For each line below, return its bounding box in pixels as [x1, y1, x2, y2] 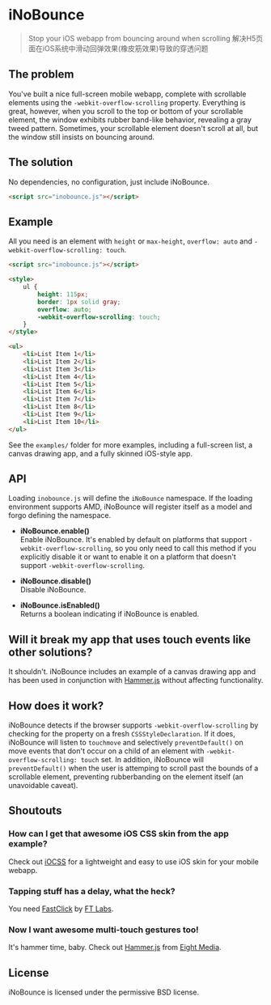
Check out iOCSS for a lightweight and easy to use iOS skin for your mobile [8, 856, 259, 867]
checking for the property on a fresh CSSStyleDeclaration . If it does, [8, 729, 236, 739]
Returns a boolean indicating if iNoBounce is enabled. [19, 609, 200, 619]
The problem [8, 67, 74, 82]
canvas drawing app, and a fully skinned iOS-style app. [8, 448, 193, 458]
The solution [8, 155, 74, 169]
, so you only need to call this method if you [110, 544, 256, 553]
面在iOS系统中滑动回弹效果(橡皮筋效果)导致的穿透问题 [28, 43, 209, 53]
